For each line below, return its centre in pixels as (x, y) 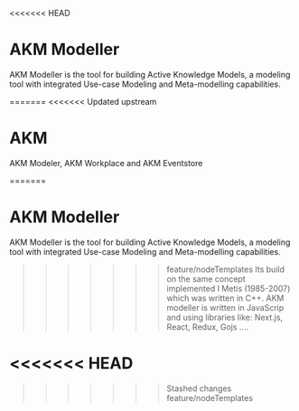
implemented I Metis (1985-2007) (229, 288)
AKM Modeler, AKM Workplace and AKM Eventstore (106, 163)
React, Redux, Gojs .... (208, 327)
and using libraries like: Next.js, (224, 317)
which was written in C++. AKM (225, 298)
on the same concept (206, 278)
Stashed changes (199, 388)
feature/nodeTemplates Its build (225, 269)
